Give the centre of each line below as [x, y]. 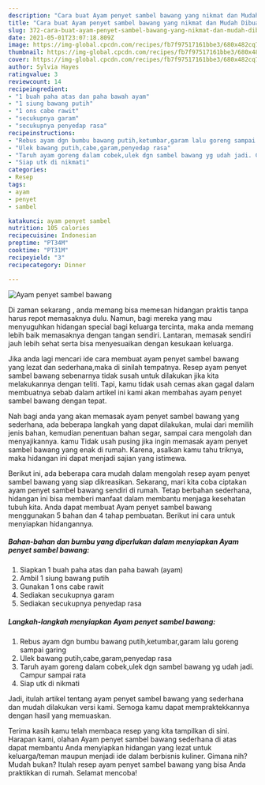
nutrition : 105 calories [49, 228]
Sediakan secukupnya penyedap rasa [80, 604]
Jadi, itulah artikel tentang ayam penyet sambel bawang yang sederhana [126, 699]
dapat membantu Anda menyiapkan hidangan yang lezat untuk [110, 748]
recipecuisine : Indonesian [52, 236]
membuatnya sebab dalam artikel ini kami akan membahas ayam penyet [125, 392]
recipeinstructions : [42, 133]
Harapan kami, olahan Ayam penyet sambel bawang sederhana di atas [122, 739]
